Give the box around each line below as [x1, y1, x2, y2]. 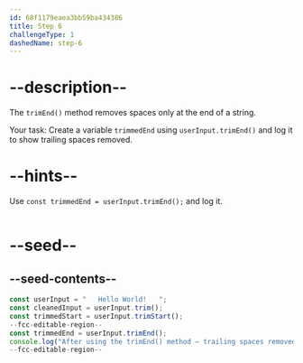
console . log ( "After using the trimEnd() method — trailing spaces [9, 337, 264, 346]
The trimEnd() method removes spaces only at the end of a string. [9, 107, 257, 118]
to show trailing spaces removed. [9, 135, 133, 145]
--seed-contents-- [9, 271, 117, 286]
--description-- [9, 78, 128, 98]
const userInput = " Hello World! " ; [9, 295, 168, 304]
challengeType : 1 [9, 30, 75, 39]
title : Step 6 [9, 22, 63, 31]
